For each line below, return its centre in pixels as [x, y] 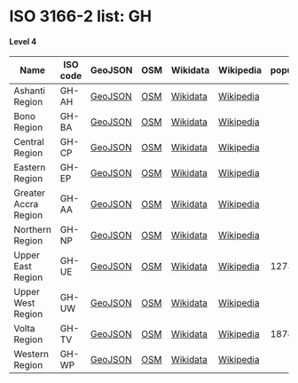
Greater [30, 193]
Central [29, 142]
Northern [32, 230]
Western [31, 355]
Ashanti [30, 91]
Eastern [30, 168]
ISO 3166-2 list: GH [81, 16]
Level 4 [23, 41]
